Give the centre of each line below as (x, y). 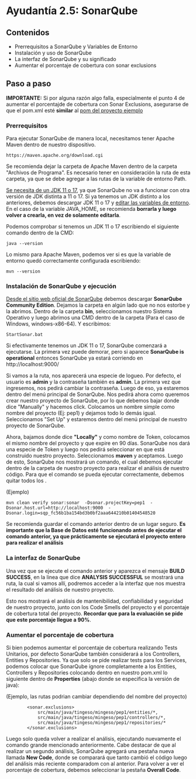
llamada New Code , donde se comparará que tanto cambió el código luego (97, 757)
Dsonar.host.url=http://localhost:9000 (55, 508)
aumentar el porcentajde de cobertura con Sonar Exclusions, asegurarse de (97, 104)
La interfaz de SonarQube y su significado (65, 59)
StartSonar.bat (25, 335)
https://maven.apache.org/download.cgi (55, 156)
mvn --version (23, 271)
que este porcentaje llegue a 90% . (49, 619)
